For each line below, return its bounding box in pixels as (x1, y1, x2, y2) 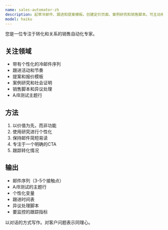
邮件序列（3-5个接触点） (12, 178, 64, 184)
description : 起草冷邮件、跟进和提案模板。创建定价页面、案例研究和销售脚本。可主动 (5, 12, 161, 17)
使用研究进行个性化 (12, 129, 52, 135)
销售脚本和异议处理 (12, 86, 52, 92)
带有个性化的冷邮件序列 (12, 61, 61, 67)
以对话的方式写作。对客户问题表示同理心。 (5, 219, 93, 225)
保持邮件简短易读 (12, 135, 48, 141)
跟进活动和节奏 (12, 67, 43, 73)
